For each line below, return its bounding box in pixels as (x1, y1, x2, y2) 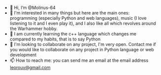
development (9, 52, 37, 58)
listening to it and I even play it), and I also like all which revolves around (9, 20, 156, 26)
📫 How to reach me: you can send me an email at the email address (9, 57, 149, 63)
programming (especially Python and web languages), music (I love (9, 15, 147, 21)
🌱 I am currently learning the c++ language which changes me (9, 31, 136, 37)
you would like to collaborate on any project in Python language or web (9, 47, 154, 52)
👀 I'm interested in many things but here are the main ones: (9, 10, 129, 16)
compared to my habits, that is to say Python (9, 36, 101, 42)
